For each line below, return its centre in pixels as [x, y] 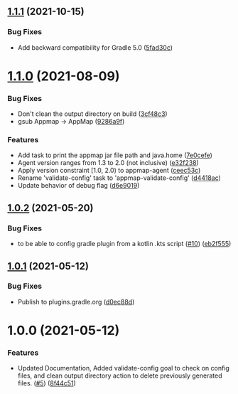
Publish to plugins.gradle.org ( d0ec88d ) [76, 302]
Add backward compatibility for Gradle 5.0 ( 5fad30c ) [95, 47]
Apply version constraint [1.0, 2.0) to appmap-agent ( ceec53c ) [109, 171]
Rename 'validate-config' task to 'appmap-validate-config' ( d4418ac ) [119, 178]
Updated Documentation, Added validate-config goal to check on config [123, 368]
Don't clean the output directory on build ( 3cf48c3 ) [93, 114]
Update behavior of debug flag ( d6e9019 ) [79, 186]
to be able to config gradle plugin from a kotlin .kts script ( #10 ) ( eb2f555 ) [124, 244]
